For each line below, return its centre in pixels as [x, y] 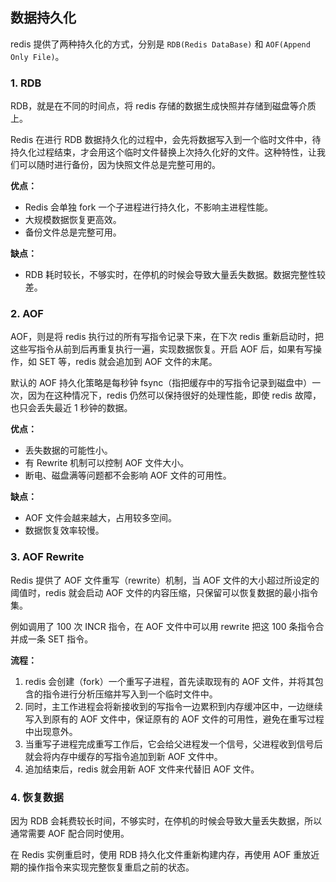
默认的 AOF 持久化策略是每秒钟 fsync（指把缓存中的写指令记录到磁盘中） [161, 383]
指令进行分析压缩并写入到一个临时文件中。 [130, 694]
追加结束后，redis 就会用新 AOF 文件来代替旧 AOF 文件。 [142, 769]
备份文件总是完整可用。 [73, 232]
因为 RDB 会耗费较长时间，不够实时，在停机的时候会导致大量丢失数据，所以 [166, 821]
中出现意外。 [51, 731]
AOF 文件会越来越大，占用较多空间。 [100, 518]
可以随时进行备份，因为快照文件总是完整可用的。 [119, 165]
